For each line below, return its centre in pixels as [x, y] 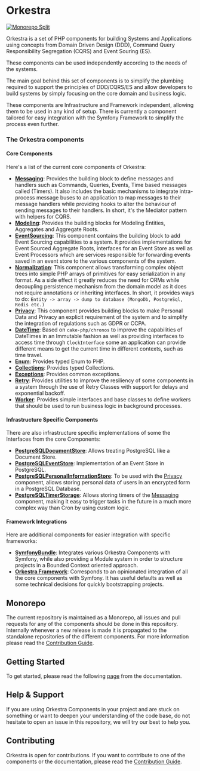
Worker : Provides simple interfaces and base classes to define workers [103, 400]
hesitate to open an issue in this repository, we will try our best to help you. [99, 722]
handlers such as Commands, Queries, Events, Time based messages [101, 185]
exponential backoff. [40, 393]
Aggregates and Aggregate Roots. [57, 229]
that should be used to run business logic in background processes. [98, 406]
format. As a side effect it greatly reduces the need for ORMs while [97, 280]
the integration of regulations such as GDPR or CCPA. [81, 324]
